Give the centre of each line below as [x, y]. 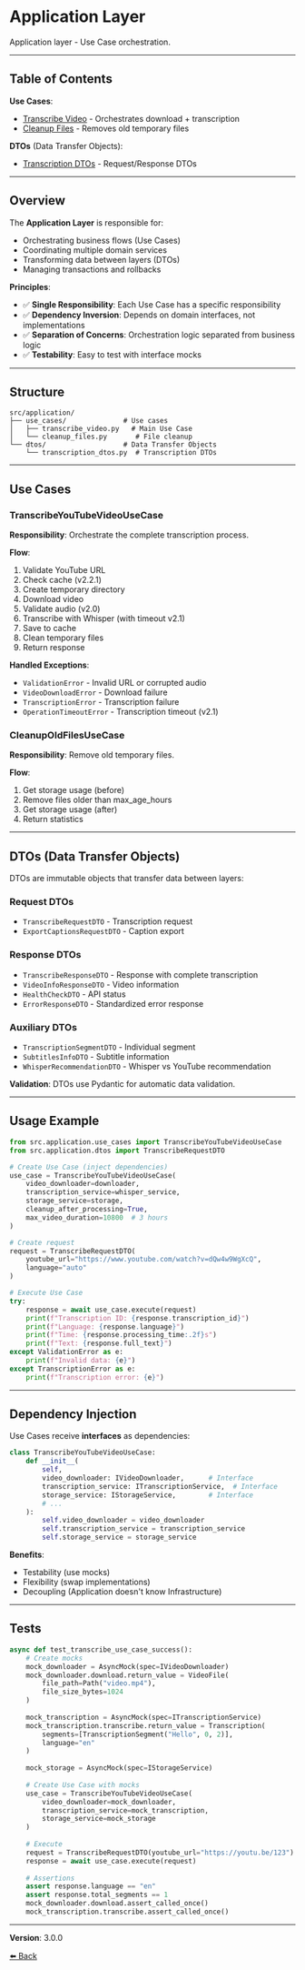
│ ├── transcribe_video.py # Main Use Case [101, 429]
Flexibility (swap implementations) [87, 1582]
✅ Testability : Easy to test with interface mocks [112, 354]
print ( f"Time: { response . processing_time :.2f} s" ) [122, 1335]
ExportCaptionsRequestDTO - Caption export [103, 931]
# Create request [42, 1242]
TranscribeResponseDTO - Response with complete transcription [140, 974]
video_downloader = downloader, [83, 1184]
